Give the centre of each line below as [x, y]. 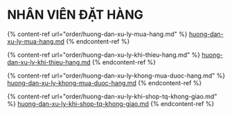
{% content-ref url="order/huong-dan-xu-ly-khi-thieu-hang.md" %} [104, 55]
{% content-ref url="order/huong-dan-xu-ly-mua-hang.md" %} [97, 34]
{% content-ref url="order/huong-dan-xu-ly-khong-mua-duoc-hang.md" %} [116, 76]
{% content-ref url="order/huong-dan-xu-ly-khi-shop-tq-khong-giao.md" [112, 96]
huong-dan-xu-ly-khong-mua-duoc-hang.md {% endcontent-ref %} [105, 82]
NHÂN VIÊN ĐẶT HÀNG [75, 15]
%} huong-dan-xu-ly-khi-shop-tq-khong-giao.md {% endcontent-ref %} [111, 103]
